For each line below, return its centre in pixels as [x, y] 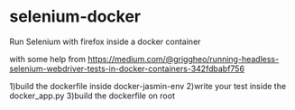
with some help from [48, 59]
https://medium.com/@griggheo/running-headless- [183, 59]
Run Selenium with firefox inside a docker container [105, 41]
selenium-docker [75, 17]
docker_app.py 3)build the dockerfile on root [92, 96]
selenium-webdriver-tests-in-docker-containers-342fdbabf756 [127, 69]
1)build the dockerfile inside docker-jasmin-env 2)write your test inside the [148, 86]
